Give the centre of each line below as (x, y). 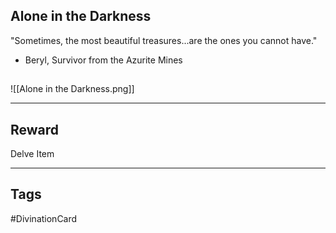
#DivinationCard (44, 218)
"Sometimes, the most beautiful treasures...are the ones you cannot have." (164, 40)
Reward (35, 129)
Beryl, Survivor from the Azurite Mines (103, 60)
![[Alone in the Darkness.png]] (72, 89)
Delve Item (32, 154)
